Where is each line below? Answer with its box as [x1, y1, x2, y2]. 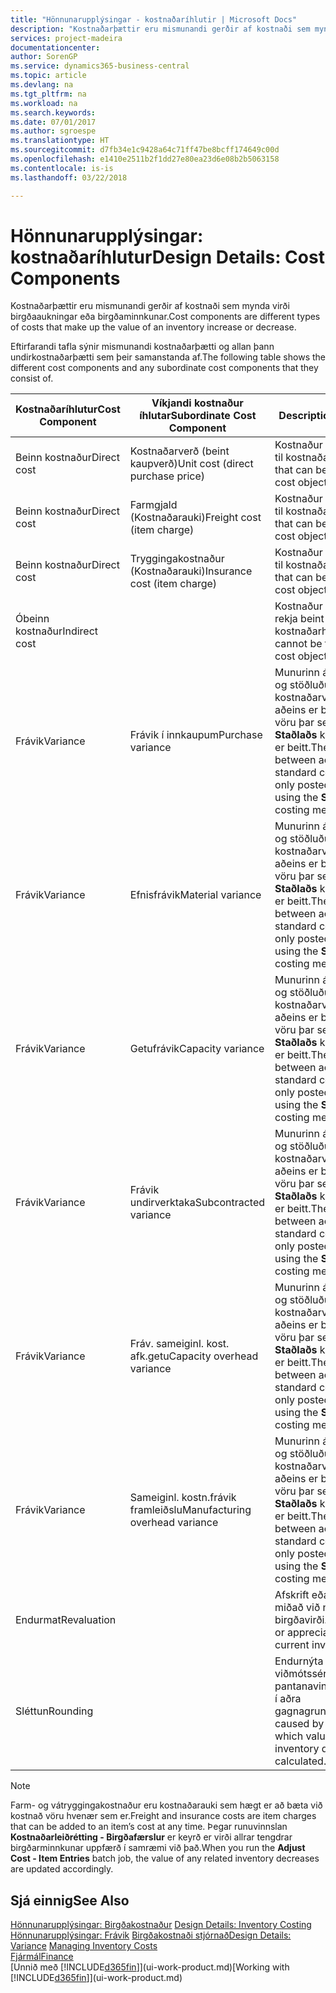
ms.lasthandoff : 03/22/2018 [10, 172, 128, 183]
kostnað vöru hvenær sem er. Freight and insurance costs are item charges [10, 1810, 317, 1822]
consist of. [10, 372, 54, 385]
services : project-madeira [10, 33, 123, 43]
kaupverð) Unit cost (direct [129, 457, 254, 471]
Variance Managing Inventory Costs [10, 1940, 158, 1952]
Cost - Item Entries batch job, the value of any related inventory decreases [10, 1852, 320, 1865]
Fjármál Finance [10, 1951, 74, 1963]
